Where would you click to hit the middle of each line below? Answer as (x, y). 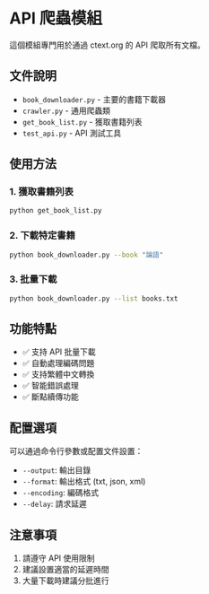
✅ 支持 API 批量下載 (59, 352)
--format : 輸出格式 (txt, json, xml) (84, 482)
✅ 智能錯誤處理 (50, 386)
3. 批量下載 (33, 279)
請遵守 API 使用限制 (59, 558)
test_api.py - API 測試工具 (72, 133)
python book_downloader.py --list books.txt (94, 298)
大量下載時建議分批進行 (65, 581)
